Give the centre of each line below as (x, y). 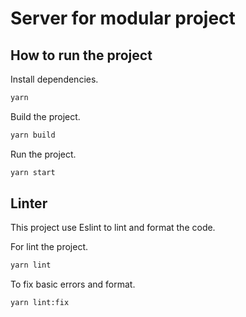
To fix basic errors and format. (73, 284)
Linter (29, 203)
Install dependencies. (54, 79)
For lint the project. (49, 247)
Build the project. (45, 116)
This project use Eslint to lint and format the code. (113, 228)
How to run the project (81, 55)
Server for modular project (123, 18)
